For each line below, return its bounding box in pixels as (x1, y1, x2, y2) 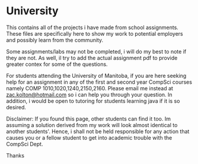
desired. (6, 103, 27, 111)
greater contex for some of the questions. (6, 61, 108, 68)
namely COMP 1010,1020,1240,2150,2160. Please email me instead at (6, 84, 174, 92)
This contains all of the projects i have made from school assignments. (6, 24, 179, 31)
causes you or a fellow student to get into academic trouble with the (6, 134, 173, 141)
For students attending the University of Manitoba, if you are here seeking (6, 72, 187, 79)
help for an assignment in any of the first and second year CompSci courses (6, 78, 193, 86)
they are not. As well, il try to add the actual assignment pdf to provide (6, 54, 178, 61)
